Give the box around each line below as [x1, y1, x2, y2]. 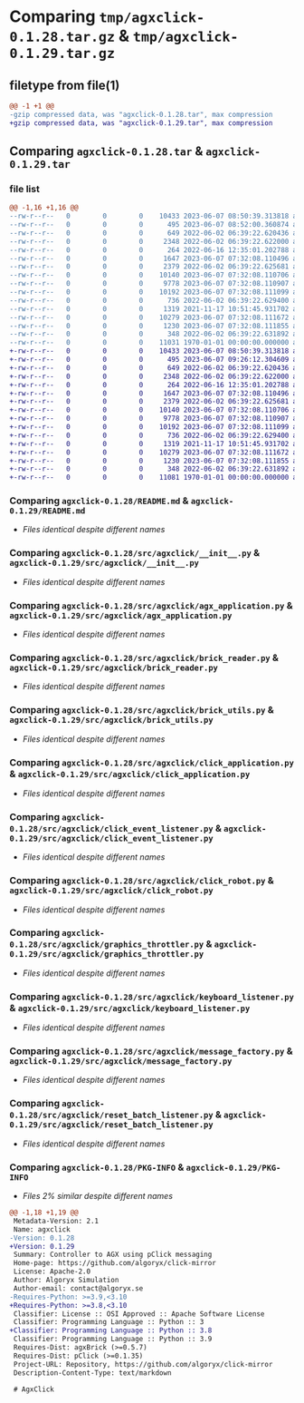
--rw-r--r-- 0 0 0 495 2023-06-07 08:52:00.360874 [9, 220, 290, 229]
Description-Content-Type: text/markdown [13, 1368, 172, 1378]
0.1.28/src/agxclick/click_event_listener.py [9, 823, 214, 833]
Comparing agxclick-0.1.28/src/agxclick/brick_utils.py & [9, 704, 274, 716]
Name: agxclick [13, 1224, 71, 1234]
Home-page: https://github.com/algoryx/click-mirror [13, 1259, 217, 1268]
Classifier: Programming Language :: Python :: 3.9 [13, 1335, 213, 1344]
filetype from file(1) [9, 77, 120, 93]
